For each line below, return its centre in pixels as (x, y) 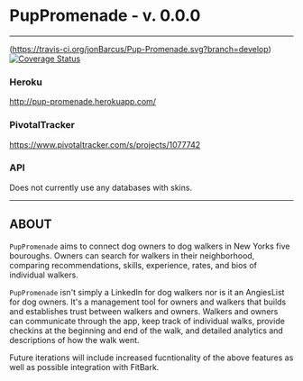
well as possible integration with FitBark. (84, 367)
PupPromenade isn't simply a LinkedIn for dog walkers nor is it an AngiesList (147, 292)
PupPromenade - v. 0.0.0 (105, 16)
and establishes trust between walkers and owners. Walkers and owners (144, 311)
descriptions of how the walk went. (74, 340)
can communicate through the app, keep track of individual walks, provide (147, 321)
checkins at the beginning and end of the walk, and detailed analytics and (147, 331)
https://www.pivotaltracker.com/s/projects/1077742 (105, 144)
